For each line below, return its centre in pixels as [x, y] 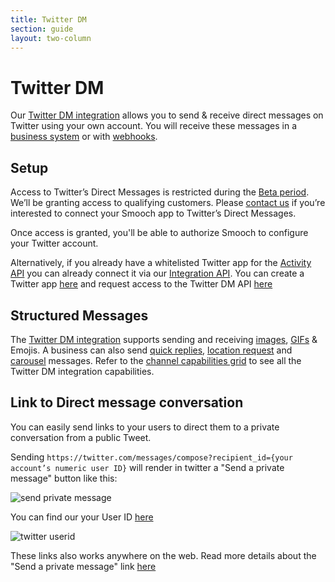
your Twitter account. [54, 243]
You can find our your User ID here [82, 517]
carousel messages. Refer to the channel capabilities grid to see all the [156, 360]
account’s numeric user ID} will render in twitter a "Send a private [147, 467]
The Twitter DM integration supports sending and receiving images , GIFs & [164, 339]
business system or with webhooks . [84, 137]
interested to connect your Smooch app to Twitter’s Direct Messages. [153, 213]
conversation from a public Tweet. [81, 437]
